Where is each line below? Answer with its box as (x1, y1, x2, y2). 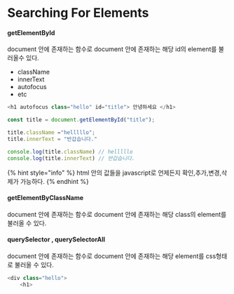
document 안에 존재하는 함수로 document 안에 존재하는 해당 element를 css (7, 252, 216, 260)
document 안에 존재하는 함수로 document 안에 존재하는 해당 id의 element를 (7, 45, 217, 53)
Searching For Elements (7, 5, 149, 21)
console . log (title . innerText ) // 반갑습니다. (7, 154, 135, 162)
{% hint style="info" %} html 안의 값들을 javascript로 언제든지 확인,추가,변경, (7, 168, 222, 177)
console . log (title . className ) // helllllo (7, 148, 133, 155)
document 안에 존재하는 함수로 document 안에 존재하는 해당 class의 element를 (7, 210, 227, 218)
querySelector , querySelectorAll (7, 235, 106, 243)
